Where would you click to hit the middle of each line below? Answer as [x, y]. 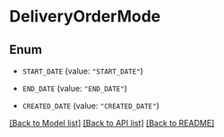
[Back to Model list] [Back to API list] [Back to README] [112, 123]
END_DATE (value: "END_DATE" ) [75, 88]
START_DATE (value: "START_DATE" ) [82, 71]
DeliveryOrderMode [85, 17]
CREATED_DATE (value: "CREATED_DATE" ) [90, 106]
